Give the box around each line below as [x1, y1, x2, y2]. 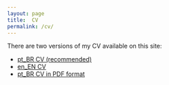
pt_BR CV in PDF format [17, 70, 85, 78]
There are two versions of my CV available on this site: [7, 42, 162, 50]
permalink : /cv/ [7, 23, 54, 30]
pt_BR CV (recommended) [17, 55, 92, 64]
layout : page [7, 10, 45, 17]
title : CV [7, 17, 39, 23]
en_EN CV [17, 63, 46, 71]
